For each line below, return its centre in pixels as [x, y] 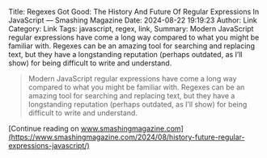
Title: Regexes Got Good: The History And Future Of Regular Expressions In [134, 12]
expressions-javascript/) [49, 146]
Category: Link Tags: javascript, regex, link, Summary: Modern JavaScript [131, 29]
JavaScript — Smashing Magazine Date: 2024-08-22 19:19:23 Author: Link [133, 20]
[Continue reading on [44, 129]
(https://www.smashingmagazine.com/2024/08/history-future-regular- [127, 137]
